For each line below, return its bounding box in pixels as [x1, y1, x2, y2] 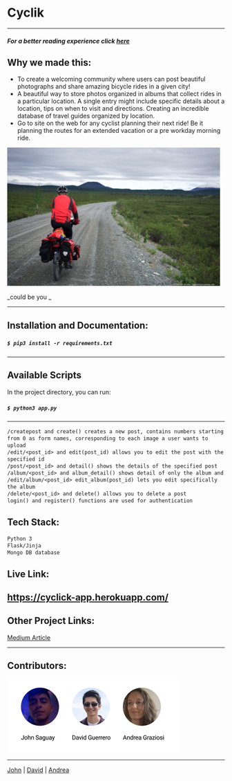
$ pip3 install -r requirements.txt [7, 340, 113, 347]
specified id [7, 456, 45, 463]
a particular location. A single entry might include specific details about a [17, 97, 225, 105]
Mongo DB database [7, 549, 60, 556]
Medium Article [7, 633, 50, 641]
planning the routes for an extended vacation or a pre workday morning [17, 127, 221, 135]
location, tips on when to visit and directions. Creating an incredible [17, 104, 209, 113]
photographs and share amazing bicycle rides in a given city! [17, 82, 191, 91]
